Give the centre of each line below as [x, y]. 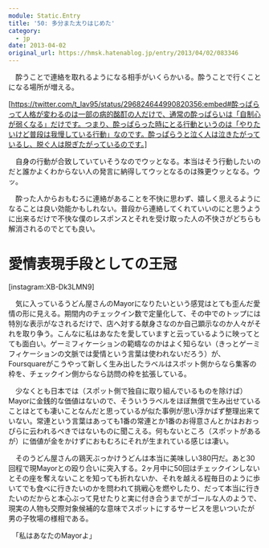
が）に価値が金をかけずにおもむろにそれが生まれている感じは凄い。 [121, 441]
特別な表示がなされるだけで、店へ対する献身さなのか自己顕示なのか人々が [131, 323]
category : [25, 31]
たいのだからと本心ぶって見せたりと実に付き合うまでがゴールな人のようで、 [134, 498]
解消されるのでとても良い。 [54, 229]
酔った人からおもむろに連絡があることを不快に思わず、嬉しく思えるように [138, 198]
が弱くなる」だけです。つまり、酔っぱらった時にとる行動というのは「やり [131, 124]
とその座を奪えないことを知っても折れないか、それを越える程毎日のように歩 [134, 478]
